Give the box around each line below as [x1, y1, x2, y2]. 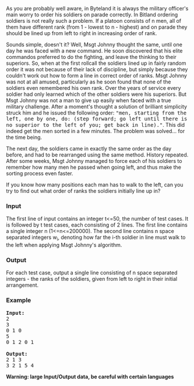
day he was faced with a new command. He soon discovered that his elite [6, 47, 183, 54]
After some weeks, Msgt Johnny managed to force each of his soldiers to [6, 158, 182, 164]
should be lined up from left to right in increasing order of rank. [6, 30, 157, 37]
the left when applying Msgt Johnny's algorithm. [6, 242, 122, 249]
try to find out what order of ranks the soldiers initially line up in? [6, 187, 161, 194]
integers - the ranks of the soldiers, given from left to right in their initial [6, 276, 178, 283]
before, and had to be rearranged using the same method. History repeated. [6, 151, 189, 158]
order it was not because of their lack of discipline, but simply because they [6, 66, 188, 72]
